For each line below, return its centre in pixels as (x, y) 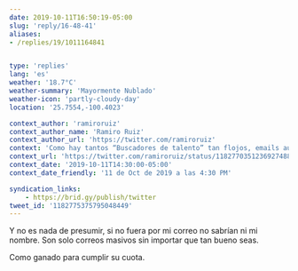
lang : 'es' (29, 75)
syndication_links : (45, 189)
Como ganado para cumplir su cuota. (77, 258)
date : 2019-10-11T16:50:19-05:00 (71, 17)
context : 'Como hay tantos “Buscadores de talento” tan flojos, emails (144, 148)
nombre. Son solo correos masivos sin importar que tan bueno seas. (134, 240)
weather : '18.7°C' (43, 83)
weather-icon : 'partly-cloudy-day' (75, 99)
